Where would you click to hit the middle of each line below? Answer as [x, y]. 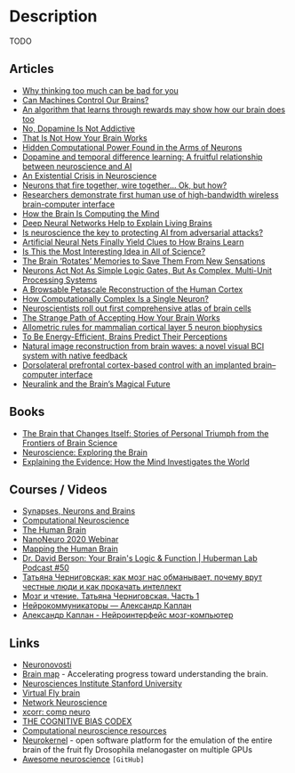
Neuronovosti [47, 664]
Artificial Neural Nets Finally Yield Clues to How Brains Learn [133, 241]
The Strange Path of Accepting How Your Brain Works [121, 317]
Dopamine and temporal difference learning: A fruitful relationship [142, 157]
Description [53, 16]
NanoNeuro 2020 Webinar [70, 540]
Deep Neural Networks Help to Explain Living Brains [117, 223]
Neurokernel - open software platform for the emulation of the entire [147, 740]
